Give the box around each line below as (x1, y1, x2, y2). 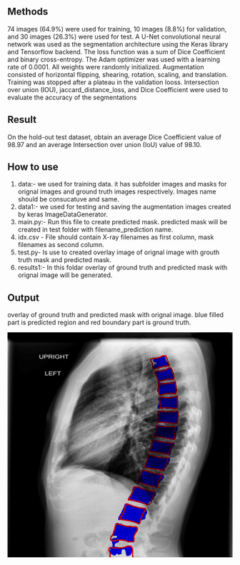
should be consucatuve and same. (17, 195, 119, 204)
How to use (7, 161, 59, 174)
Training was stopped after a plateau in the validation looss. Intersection (7, 78, 219, 86)
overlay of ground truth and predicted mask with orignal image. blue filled (7, 311, 224, 319)
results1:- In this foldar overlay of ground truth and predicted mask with (17, 264, 228, 272)
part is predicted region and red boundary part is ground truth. (7, 318, 191, 327)
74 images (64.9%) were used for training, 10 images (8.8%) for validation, (7, 24, 227, 33)
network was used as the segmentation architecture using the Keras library (7, 39, 229, 49)
